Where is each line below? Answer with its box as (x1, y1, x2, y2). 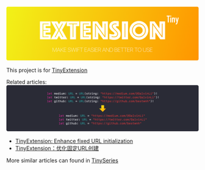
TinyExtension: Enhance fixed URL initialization (15, 137, 133, 144)
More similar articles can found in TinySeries (6, 157, 119, 164)
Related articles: (6, 78, 47, 85)
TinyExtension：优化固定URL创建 (15, 144, 99, 152)
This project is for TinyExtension (6, 66, 88, 74)
